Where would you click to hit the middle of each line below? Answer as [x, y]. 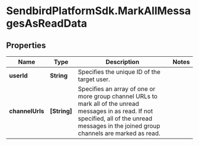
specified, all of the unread [115, 118]
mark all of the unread [108, 104]
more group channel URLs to [118, 96]
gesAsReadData [47, 23]
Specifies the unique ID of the [119, 72]
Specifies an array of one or [117, 89]
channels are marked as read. [119, 133]
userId [18, 75]
